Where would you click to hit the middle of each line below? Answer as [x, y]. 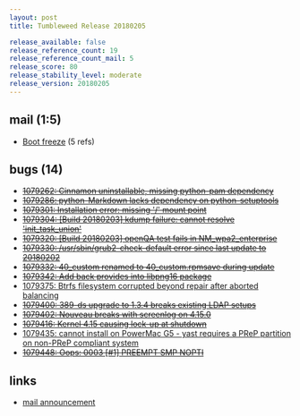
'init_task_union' [52, 229]
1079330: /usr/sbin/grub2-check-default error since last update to [144, 248]
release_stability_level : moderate [76, 76]
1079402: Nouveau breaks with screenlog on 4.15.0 [116, 315]
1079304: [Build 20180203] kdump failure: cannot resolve [129, 219]
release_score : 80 [43, 67]
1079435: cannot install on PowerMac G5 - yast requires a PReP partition [156, 334]
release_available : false [57, 42]
